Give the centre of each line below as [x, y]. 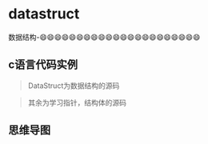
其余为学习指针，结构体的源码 [77, 102]
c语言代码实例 [43, 65]
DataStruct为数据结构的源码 [74, 86]
